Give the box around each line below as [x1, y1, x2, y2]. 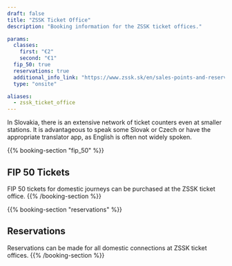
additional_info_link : [13, 74, 79, 81]
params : [7, 35, 30, 42]
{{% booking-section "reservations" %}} [7, 205, 123, 213]
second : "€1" [19, 55, 57, 62]
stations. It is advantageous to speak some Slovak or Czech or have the [7, 126, 211, 134]
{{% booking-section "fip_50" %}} [7, 146, 105, 155]
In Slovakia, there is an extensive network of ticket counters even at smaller [7, 118, 222, 126]
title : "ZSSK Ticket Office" [7, 17, 91, 23]
